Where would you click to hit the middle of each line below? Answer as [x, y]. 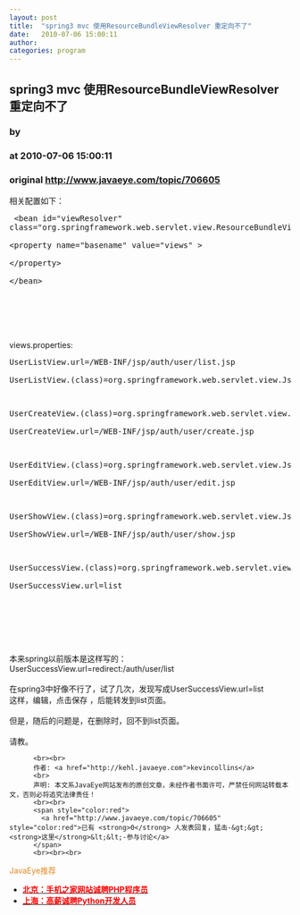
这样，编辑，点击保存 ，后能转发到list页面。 [90, 699]
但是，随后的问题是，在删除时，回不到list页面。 [97, 720]
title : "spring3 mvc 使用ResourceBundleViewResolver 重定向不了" [131, 26]
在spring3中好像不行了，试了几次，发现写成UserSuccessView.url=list [137, 689]
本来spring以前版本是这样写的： [68, 658]
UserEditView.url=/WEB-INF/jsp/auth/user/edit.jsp [122, 483]
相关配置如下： [37, 200]
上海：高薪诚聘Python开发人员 [79, 901]
